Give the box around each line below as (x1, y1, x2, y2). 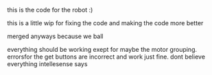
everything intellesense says (7, 60, 88, 67)
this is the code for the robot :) (7, 6, 93, 14)
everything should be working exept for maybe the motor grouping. (7, 46, 198, 53)
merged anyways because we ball (7, 32, 104, 40)
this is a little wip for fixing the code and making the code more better (7, 19, 204, 27)
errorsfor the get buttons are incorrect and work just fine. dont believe (7, 52, 206, 61)
